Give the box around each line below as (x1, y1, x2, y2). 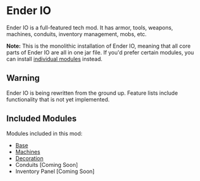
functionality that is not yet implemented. (6, 95, 110, 103)
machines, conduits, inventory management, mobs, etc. (6, 30, 147, 37)
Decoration (15, 154, 44, 162)
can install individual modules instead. (6, 55, 103, 62)
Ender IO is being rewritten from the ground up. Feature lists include (6, 89, 178, 97)
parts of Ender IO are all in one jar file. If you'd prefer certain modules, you (6, 48, 194, 56)
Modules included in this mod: (6, 130, 83, 137)
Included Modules (6, 114, 77, 124)
